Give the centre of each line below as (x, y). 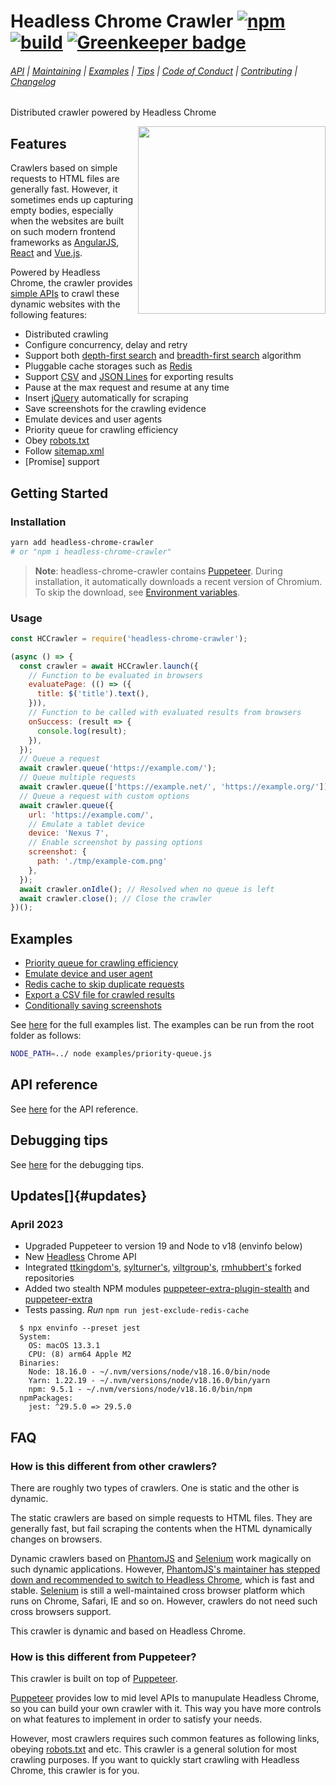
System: (35, 1337)
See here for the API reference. (74, 1109)
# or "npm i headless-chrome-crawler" (91, 551)
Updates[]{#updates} (79, 1196)
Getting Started (59, 493)
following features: (49, 315)
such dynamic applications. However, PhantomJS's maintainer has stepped (165, 1569)
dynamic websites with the (65, 304)
